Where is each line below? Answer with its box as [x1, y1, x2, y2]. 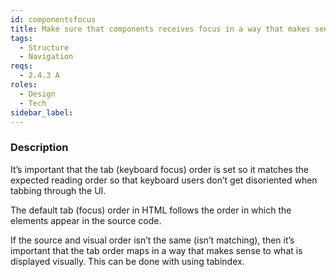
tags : [10, 33, 33, 43]
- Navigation [19, 52, 74, 62]
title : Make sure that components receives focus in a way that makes [10, 24, 311, 34]
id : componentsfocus [10, 14, 97, 25]
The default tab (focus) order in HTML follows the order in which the [10, 204, 292, 216]
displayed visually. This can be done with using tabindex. [10, 255, 245, 267]
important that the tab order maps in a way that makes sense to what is [10, 244, 303, 256]
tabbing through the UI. [10, 184, 107, 196]
